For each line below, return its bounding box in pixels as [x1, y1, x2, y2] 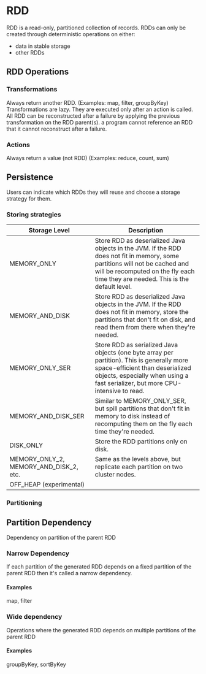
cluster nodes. [94, 470, 136, 479]
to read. [122, 387, 145, 396]
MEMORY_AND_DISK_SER [9, 412, 85, 421]
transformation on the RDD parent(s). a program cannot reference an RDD [6, 118, 193, 126]
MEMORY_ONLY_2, [9, 455, 65, 464]
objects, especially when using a [94, 372, 189, 380]
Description [128, 226, 164, 235]
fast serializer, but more [94, 379, 164, 388]
